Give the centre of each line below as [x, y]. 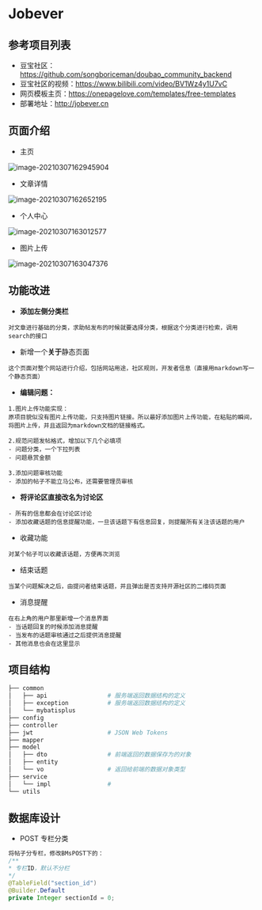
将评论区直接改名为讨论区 [61, 497]
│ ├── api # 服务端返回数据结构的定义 [97, 696]
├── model [25, 747]
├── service [28, 776]
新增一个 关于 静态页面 [54, 351]
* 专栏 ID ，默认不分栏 [39, 868]
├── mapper [26, 740]
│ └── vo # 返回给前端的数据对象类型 [97, 770]
